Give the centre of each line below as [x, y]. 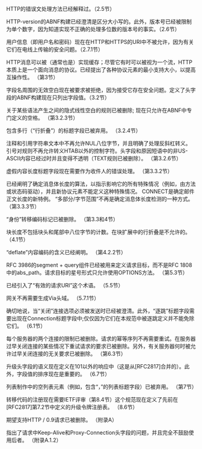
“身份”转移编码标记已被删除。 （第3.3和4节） [62, 219]
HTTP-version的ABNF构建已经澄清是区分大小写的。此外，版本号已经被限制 [99, 22]
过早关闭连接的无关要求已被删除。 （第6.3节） [69, 354]
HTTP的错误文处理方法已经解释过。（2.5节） [61, 9]
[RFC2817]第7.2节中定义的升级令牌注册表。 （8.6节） [72, 407]
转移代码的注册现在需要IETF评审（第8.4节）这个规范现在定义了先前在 [92, 399]
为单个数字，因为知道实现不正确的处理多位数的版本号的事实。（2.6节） [93, 29]
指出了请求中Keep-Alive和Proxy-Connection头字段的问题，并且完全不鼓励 [98, 432]
